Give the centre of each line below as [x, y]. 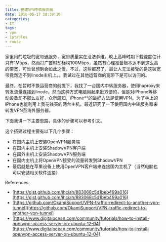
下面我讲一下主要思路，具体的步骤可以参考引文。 [55, 121]
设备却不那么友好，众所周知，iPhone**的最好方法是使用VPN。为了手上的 [83, 98]
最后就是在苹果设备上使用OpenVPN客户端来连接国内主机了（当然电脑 [83, 166]
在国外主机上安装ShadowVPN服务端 [49, 154]
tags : [11, 28]
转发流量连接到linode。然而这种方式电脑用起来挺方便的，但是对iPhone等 [79, 91]
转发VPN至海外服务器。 [29, 110]
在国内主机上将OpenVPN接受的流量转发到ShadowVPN [67, 160]
